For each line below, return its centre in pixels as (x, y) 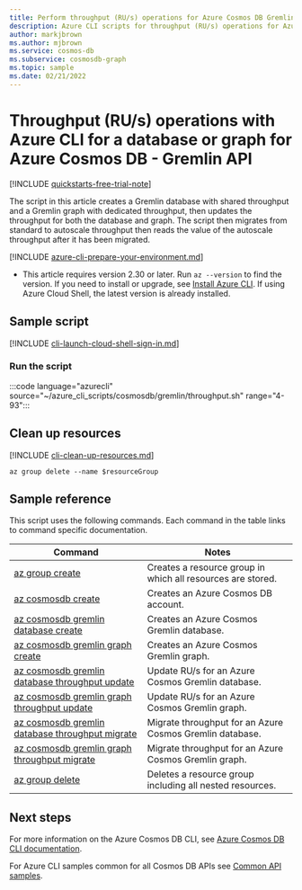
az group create (47, 574)
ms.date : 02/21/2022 (48, 76)
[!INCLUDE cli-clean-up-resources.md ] (82, 455)
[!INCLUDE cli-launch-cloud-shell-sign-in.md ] (94, 343)
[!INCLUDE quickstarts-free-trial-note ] (80, 183)
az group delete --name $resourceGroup (84, 472)
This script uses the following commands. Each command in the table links (147, 521)
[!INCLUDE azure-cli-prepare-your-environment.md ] (107, 256)
